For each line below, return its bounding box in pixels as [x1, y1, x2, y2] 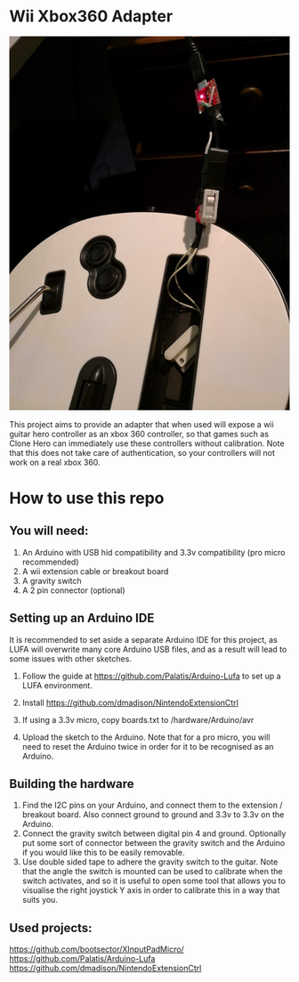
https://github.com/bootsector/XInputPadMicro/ [9, 944, 184, 954]
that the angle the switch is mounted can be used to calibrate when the [21, 866, 283, 877]
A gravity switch [21, 575, 82, 586]
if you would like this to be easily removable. [21, 848, 185, 858]
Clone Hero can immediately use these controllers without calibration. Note [9, 438, 285, 449]
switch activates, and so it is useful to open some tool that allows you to [21, 875, 287, 887]
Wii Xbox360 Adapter [9, 6, 174, 27]
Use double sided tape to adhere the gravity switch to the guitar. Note [21, 856, 279, 867]
